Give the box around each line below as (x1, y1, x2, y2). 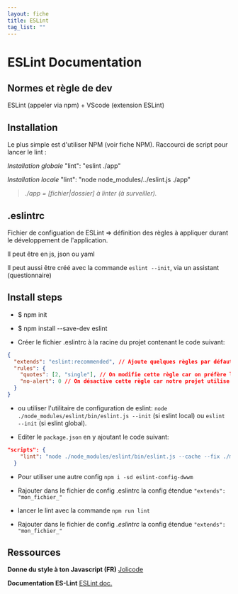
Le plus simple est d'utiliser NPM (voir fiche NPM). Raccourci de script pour (7, 140, 228, 149)
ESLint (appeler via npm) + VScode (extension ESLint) (7, 101, 165, 110)
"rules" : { (13, 364, 46, 372)
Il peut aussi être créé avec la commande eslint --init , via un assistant (7, 264, 220, 271)
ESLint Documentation (7, 54, 142, 70)
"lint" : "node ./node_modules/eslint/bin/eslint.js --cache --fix (20, 453, 220, 460)
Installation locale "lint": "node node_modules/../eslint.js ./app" (7, 175, 191, 184)
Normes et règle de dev (7, 82, 113, 94)
